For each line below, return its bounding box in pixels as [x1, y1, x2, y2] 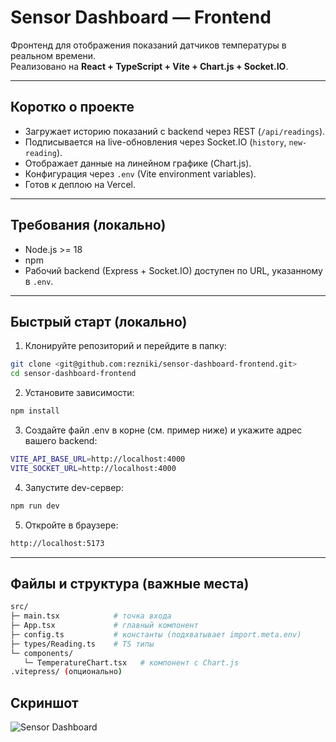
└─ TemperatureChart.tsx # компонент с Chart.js [23, 657, 240, 668]
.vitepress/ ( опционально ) [10, 667, 123, 677]
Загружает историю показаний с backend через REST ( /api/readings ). [24, 125, 326, 137]
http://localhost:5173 [10, 538, 105, 548]
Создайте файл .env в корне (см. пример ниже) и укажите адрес [24, 424, 303, 436]
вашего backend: [24, 435, 98, 446]
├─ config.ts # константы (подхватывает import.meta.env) [10, 629, 302, 640]
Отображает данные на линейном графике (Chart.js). [24, 157, 252, 169]
